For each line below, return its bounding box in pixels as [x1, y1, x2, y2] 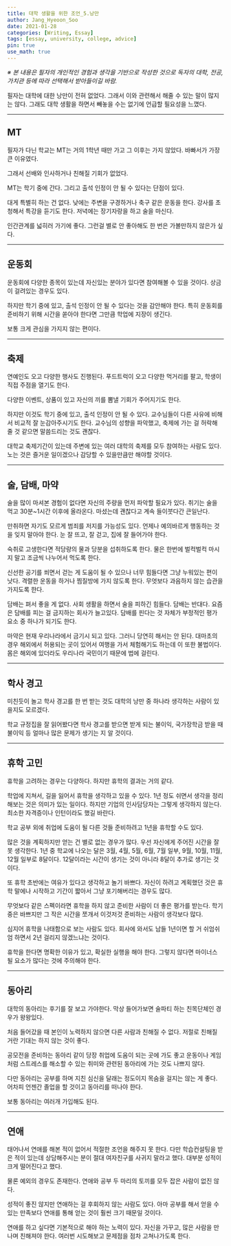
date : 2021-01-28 [7, 23, 57, 30]
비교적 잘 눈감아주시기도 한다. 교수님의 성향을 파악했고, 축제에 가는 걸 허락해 [14, 419, 218, 427]
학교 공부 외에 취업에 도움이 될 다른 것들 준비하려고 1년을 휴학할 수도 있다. [7, 823, 204, 832]
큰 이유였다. [7, 154, 39, 162]
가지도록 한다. [7, 586, 45, 594]
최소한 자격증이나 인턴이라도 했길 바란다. [7, 808, 115, 816]
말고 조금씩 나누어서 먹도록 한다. [14, 554, 101, 562]
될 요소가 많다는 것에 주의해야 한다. [7, 956, 101, 964]
